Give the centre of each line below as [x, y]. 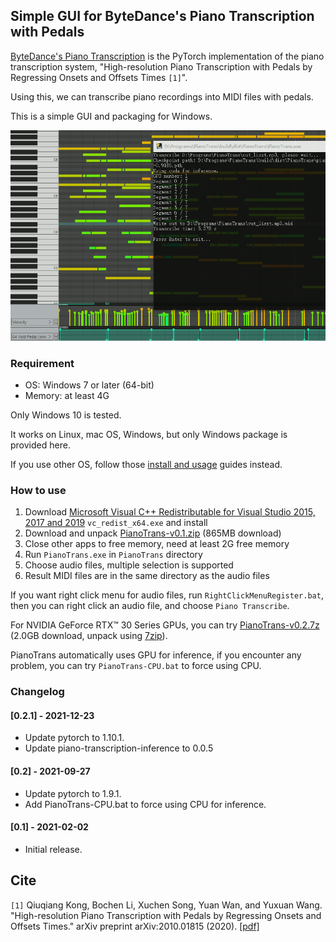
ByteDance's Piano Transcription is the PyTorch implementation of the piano [167, 56]
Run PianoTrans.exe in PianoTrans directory [113, 555]
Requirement [42, 363]
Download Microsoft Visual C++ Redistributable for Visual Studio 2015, [170, 512]
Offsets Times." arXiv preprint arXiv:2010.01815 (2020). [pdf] [135, 926]
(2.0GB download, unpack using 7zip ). [89, 636]
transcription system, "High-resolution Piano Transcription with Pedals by [161, 66]
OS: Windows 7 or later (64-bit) [89, 385]
